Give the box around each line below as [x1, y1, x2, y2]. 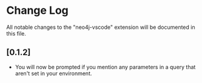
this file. [6, 29, 26, 37]
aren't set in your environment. [15, 70, 92, 77]
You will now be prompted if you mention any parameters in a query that [15, 63, 196, 70]
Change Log [6, 4, 69, 17]
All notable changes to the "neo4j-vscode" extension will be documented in [6, 23, 195, 31]
